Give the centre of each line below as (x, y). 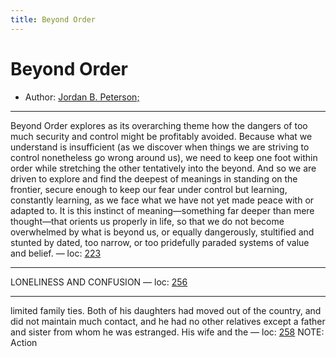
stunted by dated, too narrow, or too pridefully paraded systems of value (160, 242)
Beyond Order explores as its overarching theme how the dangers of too (159, 125)
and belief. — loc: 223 (56, 253)
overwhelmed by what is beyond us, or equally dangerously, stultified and (162, 232)
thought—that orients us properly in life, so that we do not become (147, 221)
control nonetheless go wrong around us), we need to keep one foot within (164, 157)
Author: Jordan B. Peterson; (82, 97)
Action (24, 342)
